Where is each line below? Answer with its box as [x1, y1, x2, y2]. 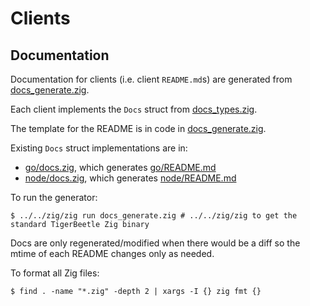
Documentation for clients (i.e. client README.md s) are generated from [10, 73, 293, 85]
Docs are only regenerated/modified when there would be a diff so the [10, 237, 301, 249]
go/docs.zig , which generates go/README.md [24, 162, 217, 173]
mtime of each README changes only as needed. [10, 248, 215, 259]
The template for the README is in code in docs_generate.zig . [10, 123, 267, 134]
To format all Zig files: [10, 267, 100, 279]
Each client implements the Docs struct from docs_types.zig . [10, 103, 258, 115]
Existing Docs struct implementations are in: [10, 142, 188, 154]
